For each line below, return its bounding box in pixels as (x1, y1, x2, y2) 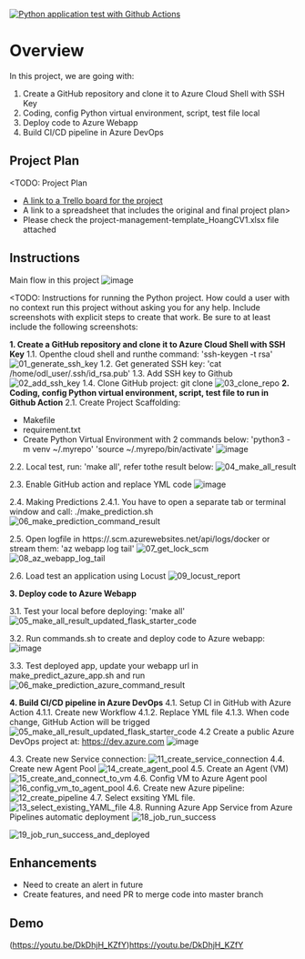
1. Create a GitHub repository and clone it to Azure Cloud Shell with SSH (9, 338, 286, 349)
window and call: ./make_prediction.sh (9, 506, 154, 517)
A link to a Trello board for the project (22, 195, 164, 206)
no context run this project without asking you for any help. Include (9, 301, 261, 313)
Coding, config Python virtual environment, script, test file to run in (9, 387, 269, 398)
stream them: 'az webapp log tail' (9, 542, 135, 554)
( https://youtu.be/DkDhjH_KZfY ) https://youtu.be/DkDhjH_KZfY (9, 940, 244, 951)
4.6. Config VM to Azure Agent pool (133, 772, 268, 783)
